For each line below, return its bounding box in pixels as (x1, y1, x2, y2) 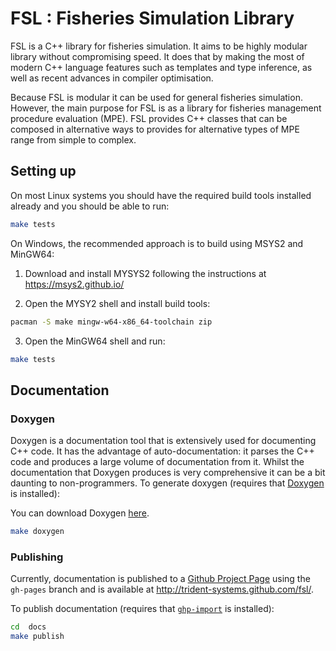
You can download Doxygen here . (10, 507, 150, 519)
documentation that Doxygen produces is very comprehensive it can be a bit (10, 467, 326, 479)
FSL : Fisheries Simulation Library (10, 7, 295, 30)
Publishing (10, 550, 64, 564)
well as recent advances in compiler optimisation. (10, 72, 214, 84)
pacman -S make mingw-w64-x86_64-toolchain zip (10, 317, 213, 327)
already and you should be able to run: (10, 200, 170, 212)
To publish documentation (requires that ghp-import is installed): (10, 603, 275, 615)
